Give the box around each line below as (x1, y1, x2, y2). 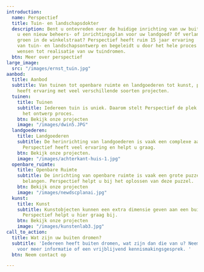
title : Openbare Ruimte (17, 167, 78, 173)
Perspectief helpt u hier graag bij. (22, 212, 118, 219)
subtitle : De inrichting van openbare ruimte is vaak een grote (17, 172, 183, 179)
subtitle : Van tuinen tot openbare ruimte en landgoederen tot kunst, (12, 83, 194, 89)
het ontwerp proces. (22, 110, 75, 117)
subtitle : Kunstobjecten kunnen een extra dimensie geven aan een (17, 206, 189, 212)
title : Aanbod (12, 76, 47, 83)
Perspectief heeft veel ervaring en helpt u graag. (22, 144, 156, 151)
